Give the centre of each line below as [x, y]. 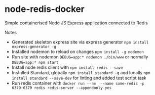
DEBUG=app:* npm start [35, 62]
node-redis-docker [45, 9]
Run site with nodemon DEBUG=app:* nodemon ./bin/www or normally [80, 57]
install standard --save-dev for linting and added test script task [79, 78]
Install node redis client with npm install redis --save [67, 67]
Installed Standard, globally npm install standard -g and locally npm [81, 72]
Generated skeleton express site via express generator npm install [80, 42]
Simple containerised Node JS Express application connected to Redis [76, 23]
